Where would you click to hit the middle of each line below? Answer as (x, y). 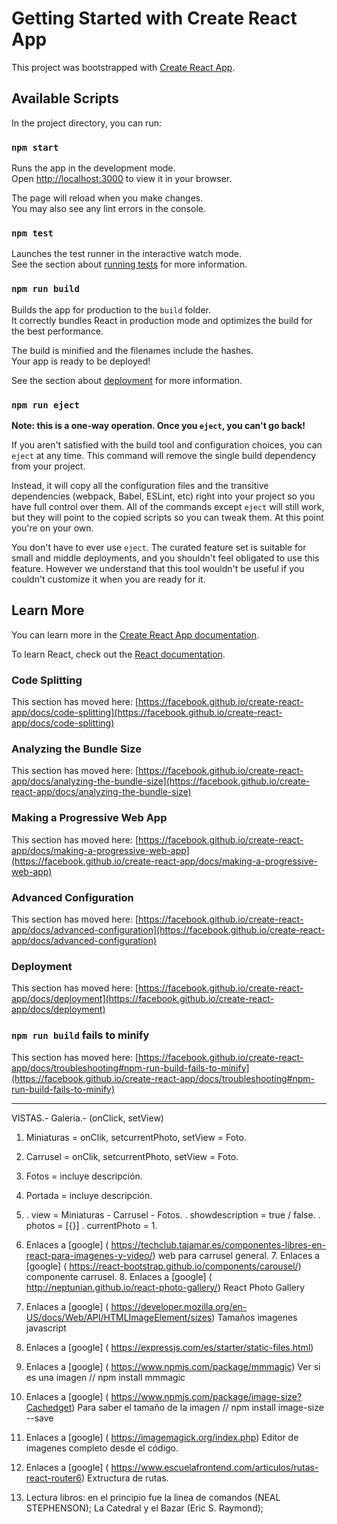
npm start (35, 147)
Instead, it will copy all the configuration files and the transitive (140, 485)
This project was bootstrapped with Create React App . (123, 67)
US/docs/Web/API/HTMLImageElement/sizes (119, 1317)
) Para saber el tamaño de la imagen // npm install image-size (197, 1407)
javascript (46, 1328)
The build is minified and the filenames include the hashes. (132, 350)
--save (39, 1418)
